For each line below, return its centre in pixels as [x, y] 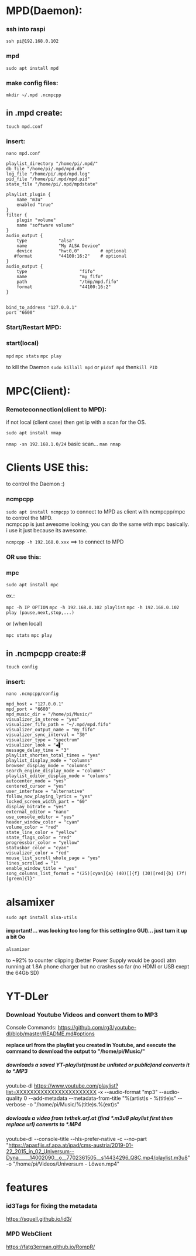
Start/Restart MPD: [34, 327]
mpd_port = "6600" [28, 709]
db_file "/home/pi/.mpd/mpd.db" [45, 169]
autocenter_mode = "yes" [36, 781]
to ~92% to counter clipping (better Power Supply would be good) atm [91, 960]
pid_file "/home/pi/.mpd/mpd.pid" [48, 179]
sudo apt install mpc [32, 585]
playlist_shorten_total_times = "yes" [53, 755]
